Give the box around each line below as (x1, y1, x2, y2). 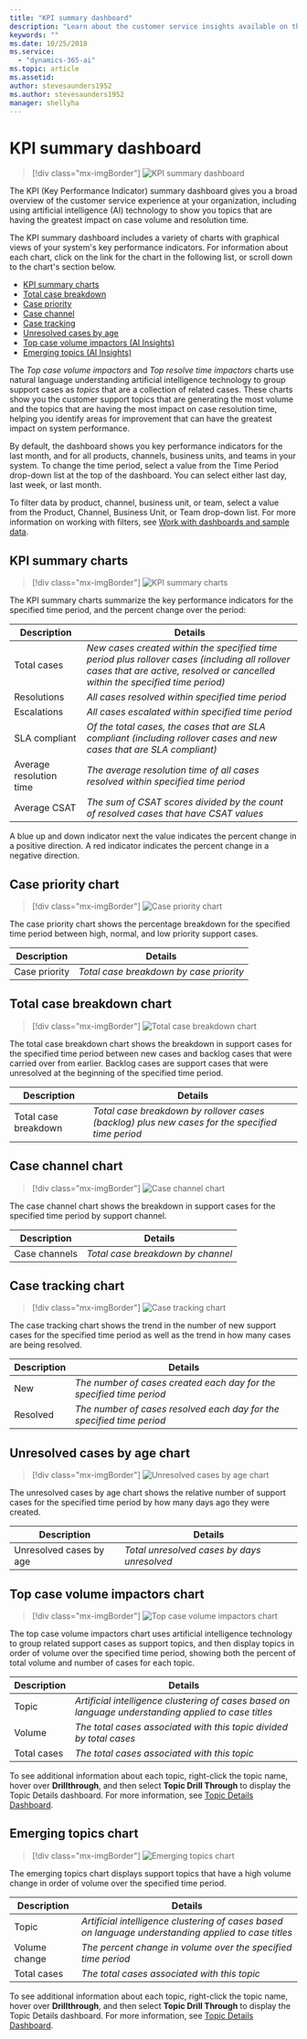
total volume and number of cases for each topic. (9, 1657, 196, 1668)
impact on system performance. (9, 423, 131, 434)
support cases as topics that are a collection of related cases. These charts (9, 385, 293, 396)
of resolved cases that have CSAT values (86, 808, 264, 820)
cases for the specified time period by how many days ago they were (9, 1497, 270, 1508)
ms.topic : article (9, 65, 79, 74)
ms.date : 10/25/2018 (9, 38, 89, 48)
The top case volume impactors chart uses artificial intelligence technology (9, 1628, 293, 1639)
